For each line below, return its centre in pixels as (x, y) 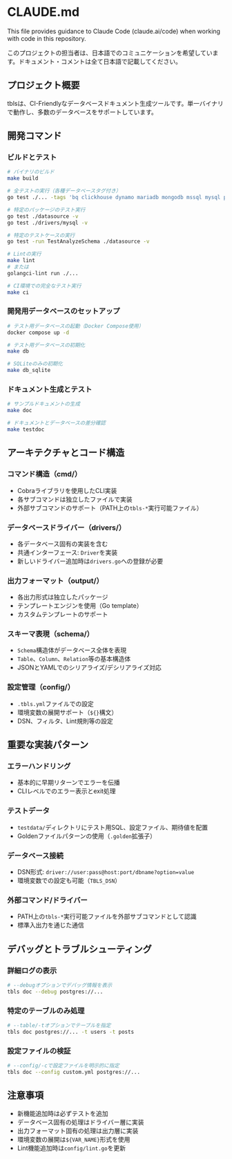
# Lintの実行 (24, 254)
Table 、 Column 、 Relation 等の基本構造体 (74, 659)
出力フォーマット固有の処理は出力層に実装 (78, 1131)
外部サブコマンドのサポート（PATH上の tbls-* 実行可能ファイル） (110, 508)
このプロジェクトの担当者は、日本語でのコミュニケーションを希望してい (110, 53)
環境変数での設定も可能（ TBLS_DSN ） (69, 881)
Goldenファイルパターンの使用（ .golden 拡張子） (87, 836)
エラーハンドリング (39, 766)
